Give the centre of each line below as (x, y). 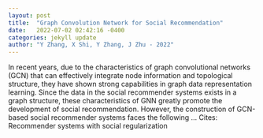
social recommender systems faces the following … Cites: (124, 117)
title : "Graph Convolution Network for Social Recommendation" (116, 23)
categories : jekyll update (52, 37)
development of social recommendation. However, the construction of (122, 109)
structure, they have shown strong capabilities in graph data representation (130, 84)
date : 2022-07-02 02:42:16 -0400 (67, 30)
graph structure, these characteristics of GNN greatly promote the (115, 101)
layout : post (30, 15)
